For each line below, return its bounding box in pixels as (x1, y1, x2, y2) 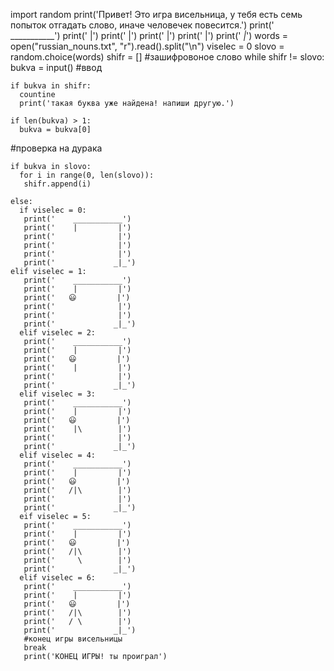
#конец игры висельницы (23, 634, 123, 644)
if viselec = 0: (19, 205, 87, 215)
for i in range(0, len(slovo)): (19, 170, 155, 180)
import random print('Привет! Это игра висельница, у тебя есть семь (10, 9, 303, 20)
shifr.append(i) (23, 179, 92, 189)
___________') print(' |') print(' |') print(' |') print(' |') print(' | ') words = (10, 30, 289, 41)
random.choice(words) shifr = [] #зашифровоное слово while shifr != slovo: (10, 51, 325, 63)
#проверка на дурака (10, 142, 103, 154)
